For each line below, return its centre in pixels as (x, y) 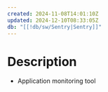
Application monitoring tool (56, 81)
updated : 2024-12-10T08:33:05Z (53, 20)
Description (42, 61)
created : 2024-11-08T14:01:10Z (53, 14)
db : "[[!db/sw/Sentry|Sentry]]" (54, 27)
